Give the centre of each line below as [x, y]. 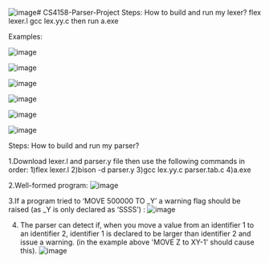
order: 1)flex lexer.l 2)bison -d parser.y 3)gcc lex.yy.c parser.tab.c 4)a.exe [130, 170]
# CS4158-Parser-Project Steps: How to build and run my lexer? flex [149, 12]
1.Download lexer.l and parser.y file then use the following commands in [127, 161]
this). [29, 251]
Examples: [25, 37]
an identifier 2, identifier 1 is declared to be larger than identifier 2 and [135, 234]
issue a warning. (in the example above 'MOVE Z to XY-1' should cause [137, 242]
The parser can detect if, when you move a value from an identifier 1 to [137, 225]
